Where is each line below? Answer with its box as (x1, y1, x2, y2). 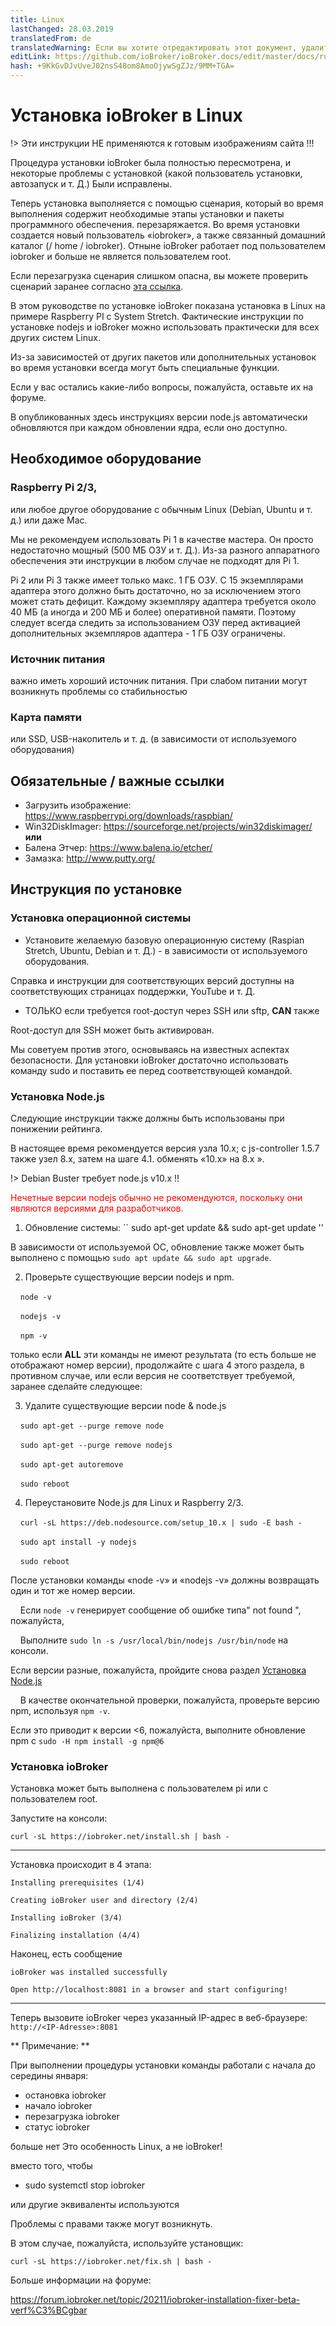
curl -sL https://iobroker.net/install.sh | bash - (10, 1832, 230, 1842)
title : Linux (10, 14, 65, 25)
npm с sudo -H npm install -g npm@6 (10, 1735, 165, 1747)
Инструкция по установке (10, 881, 183, 898)
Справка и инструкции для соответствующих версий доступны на (10, 974, 295, 986)
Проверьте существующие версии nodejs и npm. (24, 1271, 235, 1283)
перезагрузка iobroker (24, 2111, 120, 2123)
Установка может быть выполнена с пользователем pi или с (10, 1782, 269, 1795)
